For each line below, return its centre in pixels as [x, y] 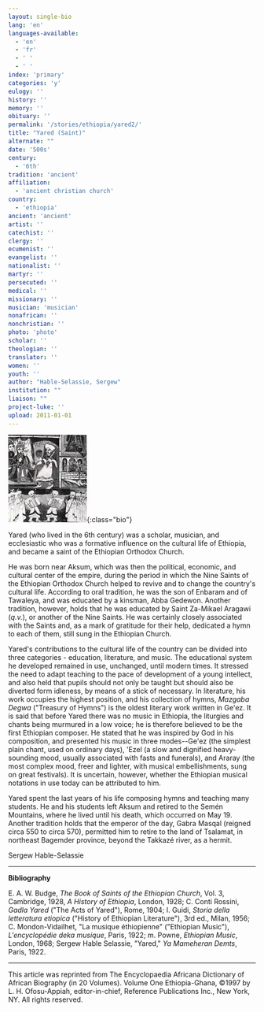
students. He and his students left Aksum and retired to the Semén [116, 806]
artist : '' [26, 224]
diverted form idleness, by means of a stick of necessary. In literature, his [127, 691]
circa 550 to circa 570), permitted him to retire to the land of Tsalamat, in [126, 832]
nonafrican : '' [33, 316]
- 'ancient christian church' [64, 191]
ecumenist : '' [31, 249]
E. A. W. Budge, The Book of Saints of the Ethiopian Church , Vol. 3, [117, 893]
